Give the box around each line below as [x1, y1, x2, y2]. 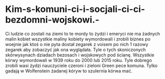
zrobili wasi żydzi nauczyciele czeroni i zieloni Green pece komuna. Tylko [5, 62, 158, 68]
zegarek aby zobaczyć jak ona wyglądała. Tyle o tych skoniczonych [5, 46, 146, 52]
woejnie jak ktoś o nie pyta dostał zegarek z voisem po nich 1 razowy [5, 41, 149, 47]
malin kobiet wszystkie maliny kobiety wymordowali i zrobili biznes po [5, 36, 150, 42]
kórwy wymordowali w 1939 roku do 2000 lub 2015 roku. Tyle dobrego [5, 57, 152, 63]
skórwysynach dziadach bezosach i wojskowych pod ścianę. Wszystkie [5, 51, 155, 58]
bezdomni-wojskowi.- [5, 14, 99, 25]
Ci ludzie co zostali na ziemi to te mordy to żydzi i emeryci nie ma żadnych [5, 30, 160, 36]
